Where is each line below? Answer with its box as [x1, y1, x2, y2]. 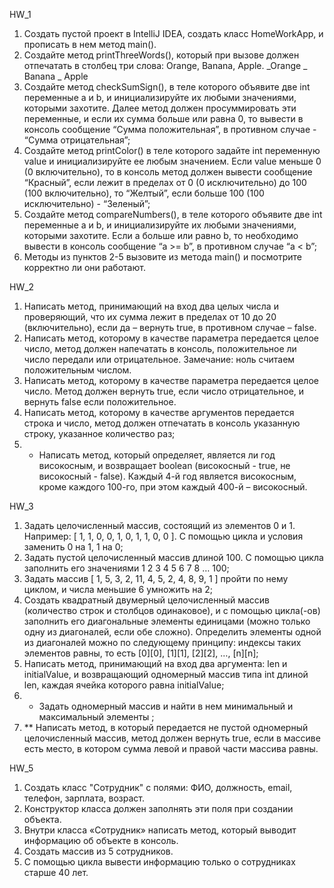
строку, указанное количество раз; [23, 428, 176, 439]
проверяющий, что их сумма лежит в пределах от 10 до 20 [23, 311, 277, 323]
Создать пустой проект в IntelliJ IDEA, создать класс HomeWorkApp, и [23, 28, 324, 39]
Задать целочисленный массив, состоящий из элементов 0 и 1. [23, 520, 296, 531]
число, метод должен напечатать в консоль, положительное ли [23, 343, 297, 354]
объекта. [23, 814, 62, 825]
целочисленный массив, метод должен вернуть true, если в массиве [23, 732, 321, 744]
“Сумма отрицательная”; [23, 134, 131, 146]
